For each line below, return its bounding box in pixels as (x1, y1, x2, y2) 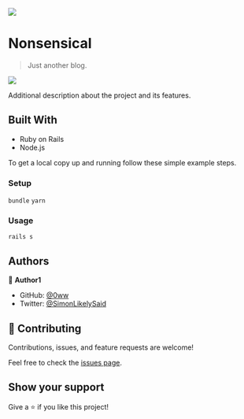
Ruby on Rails (19, 134, 65, 143)
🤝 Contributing (8, 321, 82, 335)
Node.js (19, 143, 46, 152)
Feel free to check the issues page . (8, 358, 122, 367)
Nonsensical (8, 35, 92, 53)
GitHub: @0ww (19, 291, 69, 300)
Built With (8, 113, 57, 127)
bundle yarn (8, 197, 46, 205)
